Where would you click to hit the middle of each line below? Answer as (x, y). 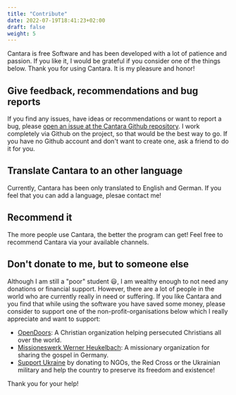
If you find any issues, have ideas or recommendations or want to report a (114, 119)
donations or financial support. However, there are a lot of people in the (111, 288)
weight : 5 (22, 34)
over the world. (39, 340)
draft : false (26, 27)
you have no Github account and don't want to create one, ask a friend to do (118, 141)
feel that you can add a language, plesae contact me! (85, 195)
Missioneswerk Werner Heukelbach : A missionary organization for (113, 347)
